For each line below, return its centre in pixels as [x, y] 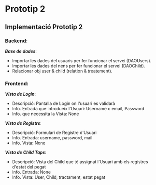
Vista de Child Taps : [26, 152]
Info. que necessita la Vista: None [45, 114]
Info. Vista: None [29, 143]
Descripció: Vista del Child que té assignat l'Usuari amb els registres [80, 162]
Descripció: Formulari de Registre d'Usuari [54, 133]
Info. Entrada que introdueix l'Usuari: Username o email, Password [78, 109]
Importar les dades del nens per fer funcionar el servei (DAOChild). [78, 66]
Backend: [16, 41]
